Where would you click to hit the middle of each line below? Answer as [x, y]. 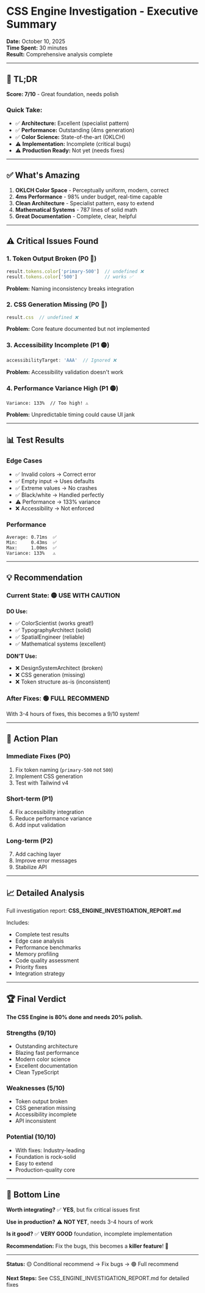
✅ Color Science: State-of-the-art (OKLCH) [70, 137]
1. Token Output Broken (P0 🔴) [52, 258]
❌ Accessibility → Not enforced [55, 508]
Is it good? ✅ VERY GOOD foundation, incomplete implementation [89, 1234]
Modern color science [43, 1059]
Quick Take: [24, 110]
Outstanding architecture [46, 1046]
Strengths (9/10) [31, 1033]
